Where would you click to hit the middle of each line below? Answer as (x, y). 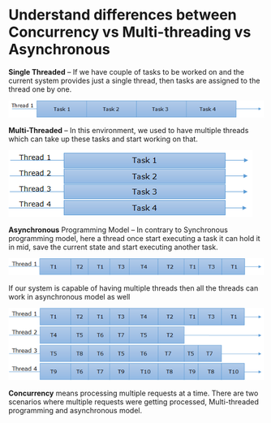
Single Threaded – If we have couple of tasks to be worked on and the (127, 71)
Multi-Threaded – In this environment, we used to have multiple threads (129, 131)
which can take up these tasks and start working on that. (103, 139)
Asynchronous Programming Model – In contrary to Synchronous (118, 230)
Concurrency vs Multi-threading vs (130, 32)
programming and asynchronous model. (75, 411)
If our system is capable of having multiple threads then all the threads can (133, 288)
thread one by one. (40, 89)
